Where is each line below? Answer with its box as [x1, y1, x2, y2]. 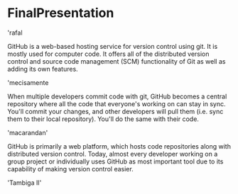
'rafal [7, 28, 23, 37]
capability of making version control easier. [7, 164, 134, 173]
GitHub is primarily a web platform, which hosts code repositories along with [7, 142, 231, 150]
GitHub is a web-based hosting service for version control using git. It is [7, 42, 218, 50]
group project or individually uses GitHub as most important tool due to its [7, 157, 224, 166]
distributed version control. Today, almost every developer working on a [7, 149, 218, 158]
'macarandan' [7, 128, 48, 137]
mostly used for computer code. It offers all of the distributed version [7, 50, 210, 58]
